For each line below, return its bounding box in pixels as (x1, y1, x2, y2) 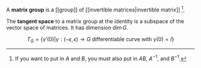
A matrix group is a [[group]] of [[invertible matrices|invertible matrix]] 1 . (6, 5, 185, 13)
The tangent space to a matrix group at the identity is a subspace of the (6, 17, 184, 24)
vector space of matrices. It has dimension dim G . (6, 24, 129, 31)
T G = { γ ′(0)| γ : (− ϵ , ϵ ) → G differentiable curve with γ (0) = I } (26, 35, 175, 44)
